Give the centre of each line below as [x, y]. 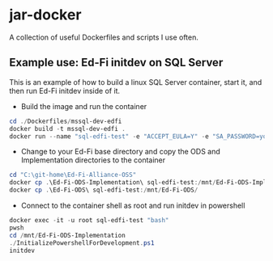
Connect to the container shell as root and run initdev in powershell [133, 205]
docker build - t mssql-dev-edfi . [68, 128]
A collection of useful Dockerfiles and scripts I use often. [104, 37]
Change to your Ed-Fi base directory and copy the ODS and [121, 152]
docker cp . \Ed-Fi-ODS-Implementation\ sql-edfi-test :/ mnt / [113, 183]
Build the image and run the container [84, 106]
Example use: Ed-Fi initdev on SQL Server [116, 63]
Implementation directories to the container [93, 160]
